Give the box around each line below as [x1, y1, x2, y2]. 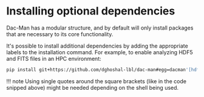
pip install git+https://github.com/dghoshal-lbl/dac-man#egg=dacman [6, 66, 186, 73]
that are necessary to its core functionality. [6, 30, 114, 37]
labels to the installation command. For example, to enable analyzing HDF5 [6, 48, 193, 55]
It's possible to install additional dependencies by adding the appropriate [6, 42, 188, 49]
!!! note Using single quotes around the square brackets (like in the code [6, 77, 187, 85]
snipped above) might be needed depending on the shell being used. [6, 84, 179, 91]
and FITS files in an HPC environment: [6, 55, 101, 62]
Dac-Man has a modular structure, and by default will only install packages [6, 24, 194, 31]
